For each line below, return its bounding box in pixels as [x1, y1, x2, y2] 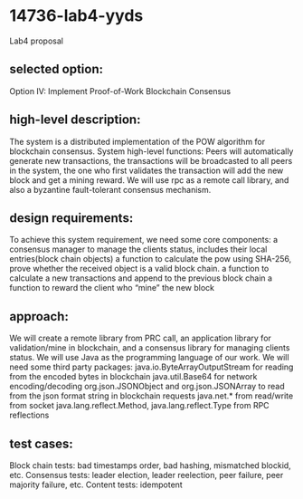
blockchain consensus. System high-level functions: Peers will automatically [9, 146, 294, 157]
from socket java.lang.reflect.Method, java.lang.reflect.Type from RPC [9, 400, 270, 411]
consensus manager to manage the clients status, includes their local [9, 244, 268, 254]
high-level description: [9, 112, 141, 128]
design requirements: [9, 210, 134, 226]
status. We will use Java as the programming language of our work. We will [9, 352, 289, 363]
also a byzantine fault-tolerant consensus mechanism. [9, 184, 212, 195]
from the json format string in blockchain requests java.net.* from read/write [9, 390, 294, 401]
